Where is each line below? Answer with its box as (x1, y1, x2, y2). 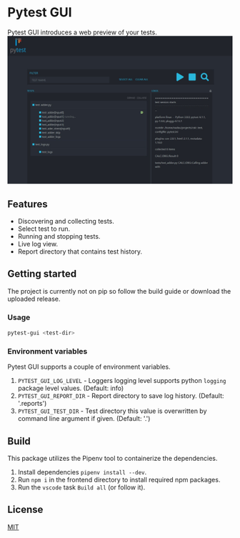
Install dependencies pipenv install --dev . (17, 468, 147, 477)
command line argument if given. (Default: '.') (17, 414, 151, 423)
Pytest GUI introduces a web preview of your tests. (7, 28, 157, 36)
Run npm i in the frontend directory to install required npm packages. (17, 476, 221, 484)
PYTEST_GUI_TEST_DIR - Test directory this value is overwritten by (17, 407, 207, 415)
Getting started (7, 268, 77, 280)
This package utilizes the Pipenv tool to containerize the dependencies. (7, 454, 218, 463)
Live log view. (17, 239, 59, 248)
